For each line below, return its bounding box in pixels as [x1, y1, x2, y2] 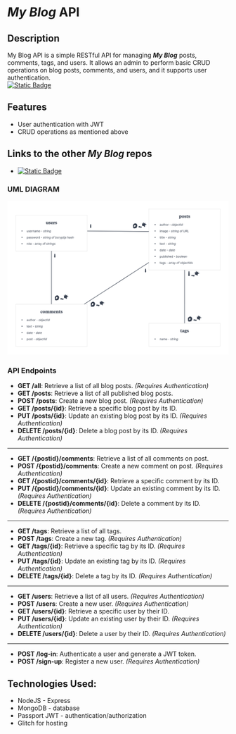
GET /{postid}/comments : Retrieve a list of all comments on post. [17, 454, 209, 463]
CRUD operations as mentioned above [17, 127, 129, 136]
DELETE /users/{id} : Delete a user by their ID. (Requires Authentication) [17, 630, 226, 638]
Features [7, 101, 47, 113]
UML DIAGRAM [7, 184, 60, 194]
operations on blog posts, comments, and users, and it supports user [7, 66, 207, 74]
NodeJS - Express [17, 696, 71, 704]
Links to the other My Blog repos [7, 148, 152, 160]
